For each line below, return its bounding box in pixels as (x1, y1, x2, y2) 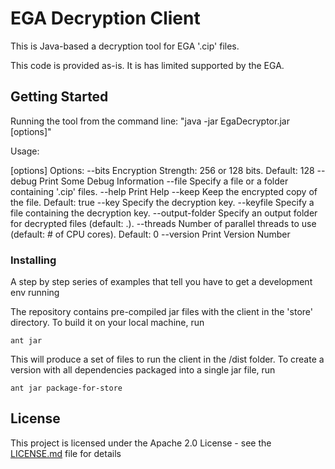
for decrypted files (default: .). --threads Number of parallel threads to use (10, 217, 317, 229)
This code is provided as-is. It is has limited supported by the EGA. (10, 59, 285, 71)
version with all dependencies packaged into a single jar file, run (10, 364, 276, 376)
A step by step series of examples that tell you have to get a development (10, 276, 313, 288)
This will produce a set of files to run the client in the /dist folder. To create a (10, 353, 325, 366)
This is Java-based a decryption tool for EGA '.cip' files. (10, 40, 240, 52)
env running (10, 287, 60, 299)
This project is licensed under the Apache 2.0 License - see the (10, 437, 272, 449)
